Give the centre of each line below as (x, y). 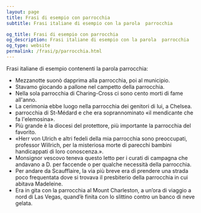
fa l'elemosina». (35, 119)
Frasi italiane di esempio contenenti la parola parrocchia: (77, 68)
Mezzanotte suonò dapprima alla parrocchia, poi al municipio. (93, 80)
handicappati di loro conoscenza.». (59, 151)
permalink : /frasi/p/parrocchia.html (54, 51)
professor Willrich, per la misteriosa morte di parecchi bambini (93, 145)
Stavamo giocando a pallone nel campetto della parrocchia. (90, 86)
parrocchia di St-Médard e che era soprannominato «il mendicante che (104, 113)
